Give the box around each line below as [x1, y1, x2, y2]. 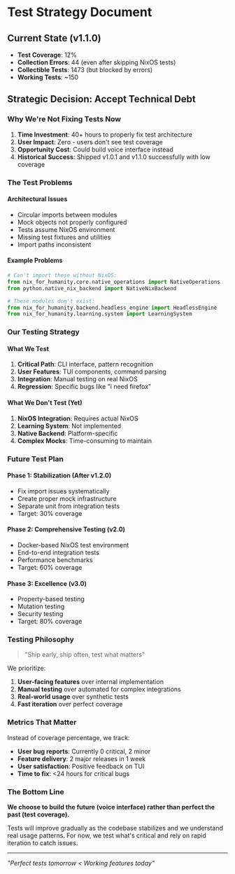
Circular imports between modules [17, 210, 117, 219]
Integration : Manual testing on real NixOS [17, 375, 138, 383]
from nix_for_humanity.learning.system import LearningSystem [7, 310, 192, 317]
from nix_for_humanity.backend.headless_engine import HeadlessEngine [7, 304, 218, 311]
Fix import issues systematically [17, 486, 110, 495]
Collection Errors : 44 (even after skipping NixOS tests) [17, 58, 176, 67]
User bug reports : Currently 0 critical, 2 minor [17, 747, 151, 756]
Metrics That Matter [7, 718, 77, 728]
